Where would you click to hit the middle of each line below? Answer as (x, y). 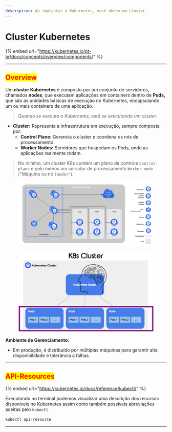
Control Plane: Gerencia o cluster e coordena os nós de (79, 137)
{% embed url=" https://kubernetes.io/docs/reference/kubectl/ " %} (76, 389)
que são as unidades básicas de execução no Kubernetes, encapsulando (82, 101)
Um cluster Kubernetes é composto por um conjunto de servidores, (77, 90)
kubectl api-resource (28, 420)
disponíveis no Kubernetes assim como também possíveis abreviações (80, 404)
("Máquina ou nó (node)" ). (46, 174)
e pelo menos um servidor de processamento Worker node (92, 169)
